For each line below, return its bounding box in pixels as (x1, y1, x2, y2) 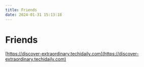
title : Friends (5, 7, 37, 13)
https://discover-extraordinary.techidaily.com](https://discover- (7, 51, 139, 57)
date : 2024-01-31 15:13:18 (5, 12, 62, 17)
